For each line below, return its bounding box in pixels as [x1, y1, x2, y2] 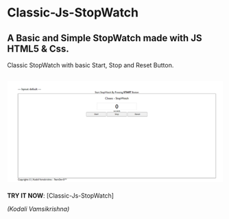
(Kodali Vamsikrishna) [7, 205, 70, 213]
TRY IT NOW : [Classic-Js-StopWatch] [7, 191, 114, 200]
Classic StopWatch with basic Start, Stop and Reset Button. [7, 61, 174, 69]
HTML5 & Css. [7, 43, 70, 54]
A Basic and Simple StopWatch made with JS [7, 32, 202, 44]
